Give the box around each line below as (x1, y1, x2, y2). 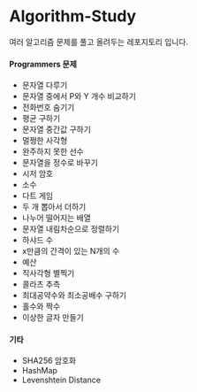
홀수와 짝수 (21, 301, 61, 311)
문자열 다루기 (21, 80, 68, 90)
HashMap (21, 365, 57, 376)
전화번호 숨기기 (21, 102, 75, 112)
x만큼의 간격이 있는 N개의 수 (21, 246, 120, 257)
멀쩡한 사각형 (21, 135, 68, 146)
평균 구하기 (21, 113, 61, 124)
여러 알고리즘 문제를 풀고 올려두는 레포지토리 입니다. (9, 36, 188, 47)
